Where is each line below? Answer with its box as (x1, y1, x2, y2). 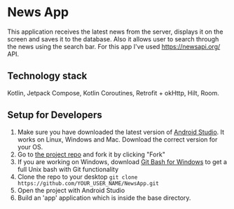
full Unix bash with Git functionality (17, 165, 119, 173)
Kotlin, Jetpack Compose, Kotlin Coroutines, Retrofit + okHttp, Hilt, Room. (7, 88, 219, 97)
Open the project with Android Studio (17, 186, 125, 194)
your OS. (17, 142, 43, 151)
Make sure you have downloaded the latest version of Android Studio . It (17, 128, 225, 136)
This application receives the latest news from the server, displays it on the (7, 27, 223, 36)
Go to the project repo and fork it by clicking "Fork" (17, 150, 166, 159)
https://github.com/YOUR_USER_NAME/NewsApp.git (17, 180, 159, 187)
